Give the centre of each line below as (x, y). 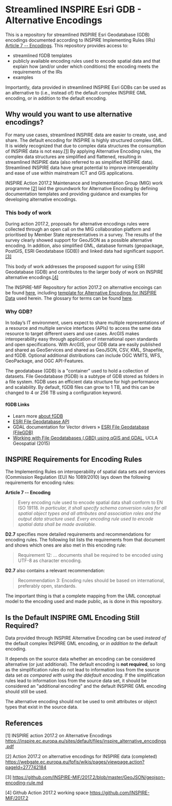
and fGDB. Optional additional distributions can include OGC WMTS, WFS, (83, 355)
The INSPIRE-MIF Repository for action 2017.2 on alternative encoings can (83, 287)
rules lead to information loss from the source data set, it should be (76, 681)
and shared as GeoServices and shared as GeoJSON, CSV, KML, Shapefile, (85, 350)
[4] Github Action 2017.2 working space (47, 793)
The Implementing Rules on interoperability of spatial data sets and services (85, 472)
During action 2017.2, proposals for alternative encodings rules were (77, 224)
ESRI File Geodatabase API (41, 421)
